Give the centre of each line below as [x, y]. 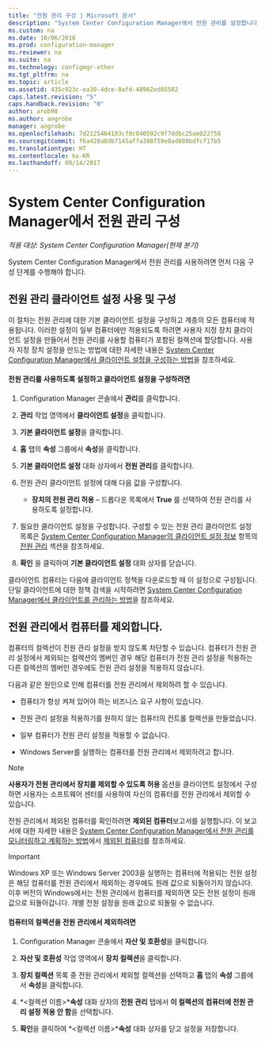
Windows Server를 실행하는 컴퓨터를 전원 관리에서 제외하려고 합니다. [127, 751]
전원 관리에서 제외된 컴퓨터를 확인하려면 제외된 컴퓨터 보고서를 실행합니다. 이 [125, 820]
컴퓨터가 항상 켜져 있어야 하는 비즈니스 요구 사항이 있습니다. [112, 701]
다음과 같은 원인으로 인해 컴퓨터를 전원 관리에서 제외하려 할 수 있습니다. [118, 684]
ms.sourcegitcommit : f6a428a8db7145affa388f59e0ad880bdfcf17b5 [115, 141]
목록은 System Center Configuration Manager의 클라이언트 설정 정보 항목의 [138, 536]
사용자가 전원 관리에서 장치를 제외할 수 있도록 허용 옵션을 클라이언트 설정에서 [125, 784]
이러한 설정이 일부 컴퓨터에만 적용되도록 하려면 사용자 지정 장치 [134, 329]
